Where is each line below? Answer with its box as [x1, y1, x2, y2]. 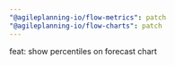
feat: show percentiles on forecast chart [9, 45, 157, 56]
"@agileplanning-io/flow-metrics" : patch [9, 12, 167, 22]
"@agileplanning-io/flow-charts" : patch [9, 21, 163, 30]
